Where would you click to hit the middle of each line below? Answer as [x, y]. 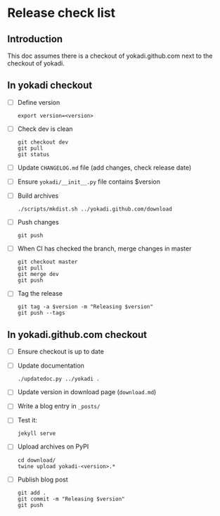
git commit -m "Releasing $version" [71, 499]
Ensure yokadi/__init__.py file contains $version [89, 182]
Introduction [35, 39]
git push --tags [41, 313]
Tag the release [40, 294]
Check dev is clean [45, 129]
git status [33, 154]
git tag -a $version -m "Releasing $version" [85, 307]
